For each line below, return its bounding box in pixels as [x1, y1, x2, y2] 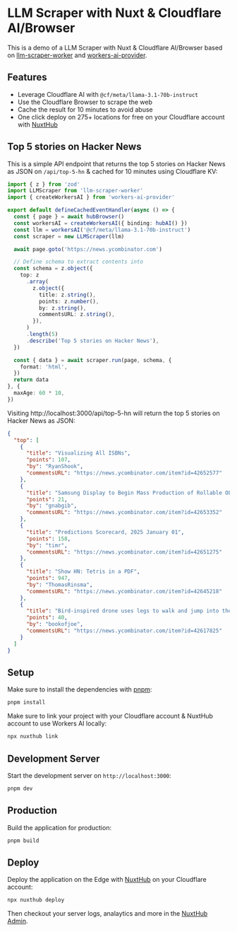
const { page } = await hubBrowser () [13, 214, 125, 221]
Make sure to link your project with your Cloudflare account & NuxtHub [7, 712, 214, 721]
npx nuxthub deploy [7, 897, 65, 904]
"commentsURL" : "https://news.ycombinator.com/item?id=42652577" [25, 470, 222, 477]
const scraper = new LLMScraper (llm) [13, 233, 125, 240]
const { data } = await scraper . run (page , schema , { [13, 356, 172, 363]
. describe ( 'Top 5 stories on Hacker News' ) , [25, 337, 159, 344]
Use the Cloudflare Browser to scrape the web [17, 98, 153, 106]
